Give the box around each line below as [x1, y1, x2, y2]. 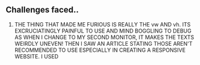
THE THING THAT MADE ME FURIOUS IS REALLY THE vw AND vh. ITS [14, 20, 191, 28]
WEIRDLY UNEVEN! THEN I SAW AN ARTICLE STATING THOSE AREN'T [14, 40, 193, 47]
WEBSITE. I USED [14, 52, 59, 60]
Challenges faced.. [5, 5, 79, 15]
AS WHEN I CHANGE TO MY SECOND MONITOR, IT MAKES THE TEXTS [14, 33, 195, 41]
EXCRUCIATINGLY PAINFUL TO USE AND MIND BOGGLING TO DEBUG [14, 27, 192, 34]
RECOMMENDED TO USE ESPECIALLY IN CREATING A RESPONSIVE [14, 46, 186, 54]
